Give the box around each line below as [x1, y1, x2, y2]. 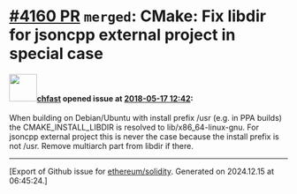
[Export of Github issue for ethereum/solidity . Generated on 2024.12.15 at [9, 166, 275, 177]
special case [9, 44, 103, 63]
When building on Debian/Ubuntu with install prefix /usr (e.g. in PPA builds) [9, 113, 283, 123]
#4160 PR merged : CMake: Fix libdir [9, 6, 267, 26]
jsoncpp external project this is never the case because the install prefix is [9, 131, 280, 142]
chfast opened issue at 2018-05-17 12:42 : [36, 93, 194, 103]
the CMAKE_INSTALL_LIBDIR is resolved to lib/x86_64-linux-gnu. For [9, 122, 259, 133]
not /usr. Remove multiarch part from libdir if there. [9, 141, 194, 152]
